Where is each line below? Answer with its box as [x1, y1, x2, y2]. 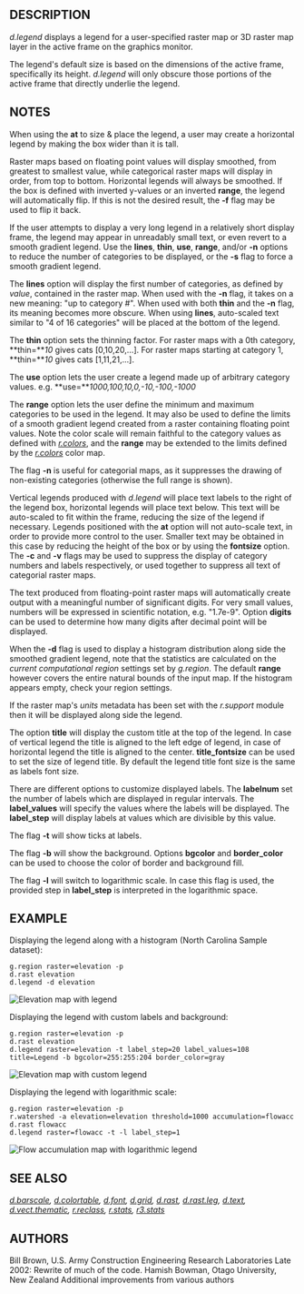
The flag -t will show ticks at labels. [9, 830, 142, 841]
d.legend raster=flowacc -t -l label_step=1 [9, 1128, 181, 1137]
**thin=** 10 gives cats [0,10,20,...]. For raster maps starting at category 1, [9, 344, 284, 355]
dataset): [9, 945, 44, 955]
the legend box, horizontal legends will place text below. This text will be [9, 501, 280, 512]
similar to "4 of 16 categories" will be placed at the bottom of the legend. [9, 317, 280, 328]
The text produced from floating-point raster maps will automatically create [9, 587, 291, 598]
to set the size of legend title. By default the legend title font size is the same [9, 755, 296, 767]
